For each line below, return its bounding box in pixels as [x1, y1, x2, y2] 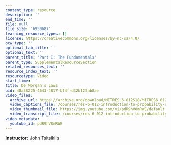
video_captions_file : [10, 102, 56, 107]
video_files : [5, 93, 33, 98]
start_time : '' [5, 78, 38, 83]
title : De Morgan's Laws [5, 83, 58, 88]
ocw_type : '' [5, 41, 33, 46]
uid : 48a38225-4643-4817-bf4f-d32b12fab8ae [5, 88, 99, 93]
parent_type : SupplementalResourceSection [5, 60, 97, 65]
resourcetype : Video [5, 74, 49, 79]
